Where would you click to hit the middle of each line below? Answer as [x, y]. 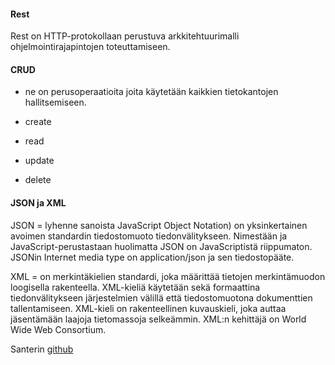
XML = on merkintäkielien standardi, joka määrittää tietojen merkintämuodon [168, 276]
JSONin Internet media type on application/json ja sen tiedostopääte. [152, 257]
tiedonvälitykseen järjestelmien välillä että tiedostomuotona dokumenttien [161, 297]
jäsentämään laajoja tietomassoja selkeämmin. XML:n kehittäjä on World [158, 319]
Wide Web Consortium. [58, 329]
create [38, 122]
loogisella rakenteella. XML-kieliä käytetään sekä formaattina [135, 287]
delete [38, 180]
